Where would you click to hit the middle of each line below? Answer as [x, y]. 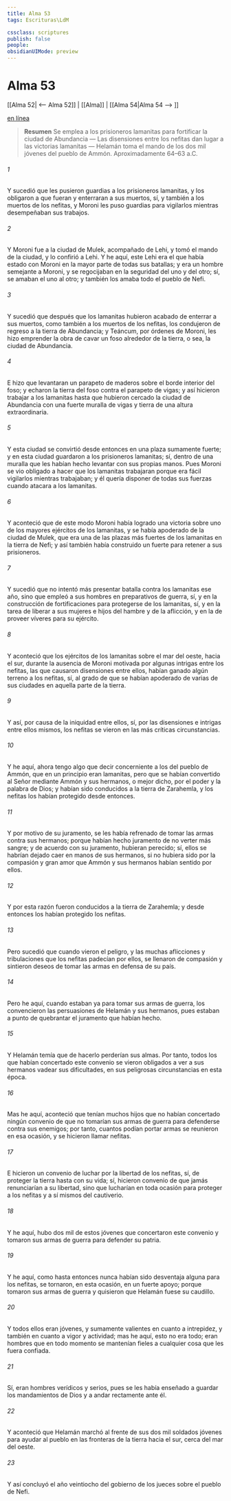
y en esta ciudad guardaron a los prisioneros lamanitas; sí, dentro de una [110, 456]
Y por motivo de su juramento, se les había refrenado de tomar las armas [110, 833]
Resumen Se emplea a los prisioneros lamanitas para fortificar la [115, 131]
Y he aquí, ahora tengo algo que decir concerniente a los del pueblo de [108, 767]
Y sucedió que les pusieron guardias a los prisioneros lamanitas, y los [106, 191]
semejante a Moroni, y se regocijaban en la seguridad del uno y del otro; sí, [113, 272]
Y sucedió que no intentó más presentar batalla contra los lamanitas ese [109, 590]
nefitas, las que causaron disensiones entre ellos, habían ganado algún [108, 670]
